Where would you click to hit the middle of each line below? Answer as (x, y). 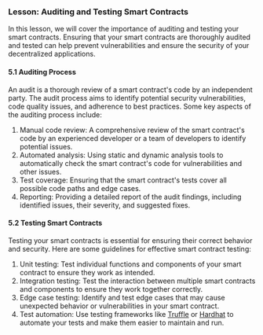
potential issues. (46, 146)
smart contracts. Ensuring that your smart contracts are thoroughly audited (130, 37)
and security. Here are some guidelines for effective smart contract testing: (130, 248)
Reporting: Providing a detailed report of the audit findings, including (130, 197)
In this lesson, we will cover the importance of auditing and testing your (124, 29)
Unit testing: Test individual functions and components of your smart (130, 264)
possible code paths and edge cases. (80, 188)
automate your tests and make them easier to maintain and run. (122, 322)
